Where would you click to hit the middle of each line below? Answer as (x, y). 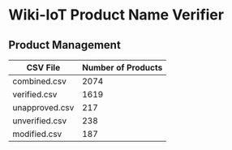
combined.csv (39, 81)
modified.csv (37, 134)
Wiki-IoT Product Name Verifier (116, 15)
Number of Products (122, 68)
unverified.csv (40, 121)
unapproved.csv (43, 107)
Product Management (65, 45)
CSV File (43, 68)
